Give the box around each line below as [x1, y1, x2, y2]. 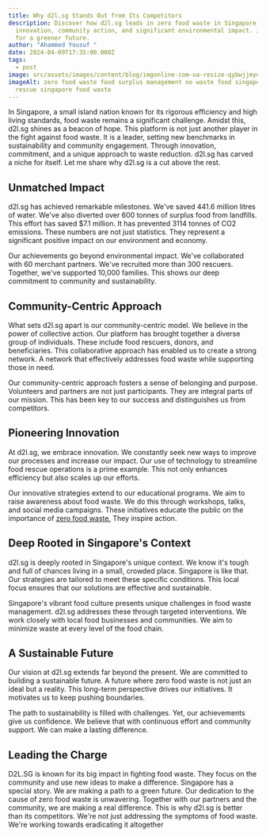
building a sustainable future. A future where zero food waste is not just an [8, 676, 252, 685]
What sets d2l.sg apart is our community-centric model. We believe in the [8, 321, 249, 330]
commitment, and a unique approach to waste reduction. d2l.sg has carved [8, 149, 253, 159]
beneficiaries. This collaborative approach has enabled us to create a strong [8, 346, 257, 355]
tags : [8, 56, 26, 64]
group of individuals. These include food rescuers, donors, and [8, 337, 214, 346]
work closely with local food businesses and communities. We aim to [8, 615, 233, 624]
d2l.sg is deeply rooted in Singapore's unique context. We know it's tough [8, 557, 249, 567]
